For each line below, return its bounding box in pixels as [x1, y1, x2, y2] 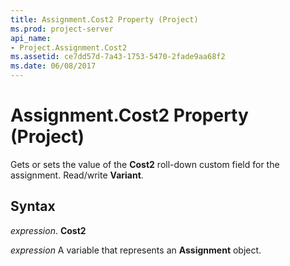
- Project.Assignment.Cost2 [10, 42, 128, 53]
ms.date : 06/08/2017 [10, 61, 97, 71]
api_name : [10, 33, 52, 43]
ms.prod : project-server [10, 24, 114, 34]
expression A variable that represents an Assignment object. [10, 244, 262, 256]
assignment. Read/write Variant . [10, 169, 144, 181]
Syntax [10, 198, 56, 215]
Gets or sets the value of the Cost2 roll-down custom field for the [10, 158, 280, 170]
